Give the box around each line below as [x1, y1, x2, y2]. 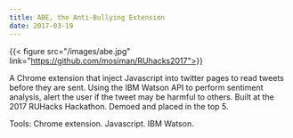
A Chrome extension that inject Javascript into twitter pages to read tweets [9, 72, 285, 83]
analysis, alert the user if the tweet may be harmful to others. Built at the [9, 91, 274, 102]
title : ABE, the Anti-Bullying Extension [9, 12, 166, 22]
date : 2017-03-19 [9, 21, 74, 30]
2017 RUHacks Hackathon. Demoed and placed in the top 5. [9, 101, 229, 111]
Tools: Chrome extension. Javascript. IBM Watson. [9, 118, 194, 129]
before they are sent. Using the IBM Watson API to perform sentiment [9, 82, 265, 93]
